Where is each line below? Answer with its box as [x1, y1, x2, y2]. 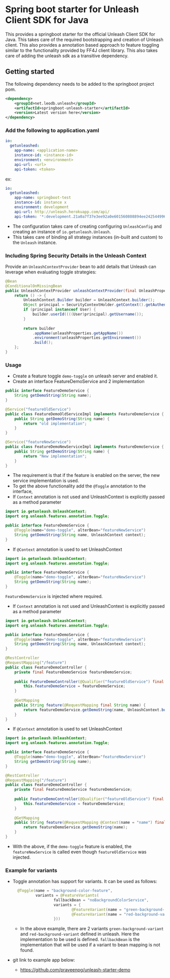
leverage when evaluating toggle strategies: [5, 269, 97, 275]
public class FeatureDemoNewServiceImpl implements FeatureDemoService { [5, 444, 164, 449]
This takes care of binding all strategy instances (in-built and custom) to [12, 234, 163, 240]
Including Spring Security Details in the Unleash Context [5, 252, 147, 259]
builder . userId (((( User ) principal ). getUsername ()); [32, 312, 144, 317]
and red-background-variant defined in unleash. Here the [20, 931, 140, 937]
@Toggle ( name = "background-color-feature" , [17, 888, 113, 893]
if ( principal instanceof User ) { [23, 307, 96, 312]
